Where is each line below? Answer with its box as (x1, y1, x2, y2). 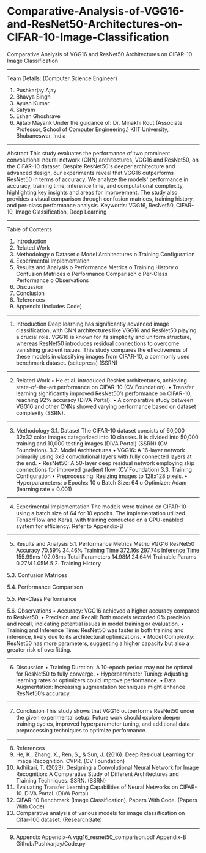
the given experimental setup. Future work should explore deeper (15, 713, 181, 721)
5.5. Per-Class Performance (7, 595, 77, 602)
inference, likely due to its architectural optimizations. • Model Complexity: (7, 633, 195, 640)
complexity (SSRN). (15, 409, 65, 417)
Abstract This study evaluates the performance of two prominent (7, 149, 171, 157)
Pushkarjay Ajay (15, 86, 57, 94)
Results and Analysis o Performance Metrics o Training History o (15, 263, 179, 270)
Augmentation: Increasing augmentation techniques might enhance (15, 683, 186, 690)
